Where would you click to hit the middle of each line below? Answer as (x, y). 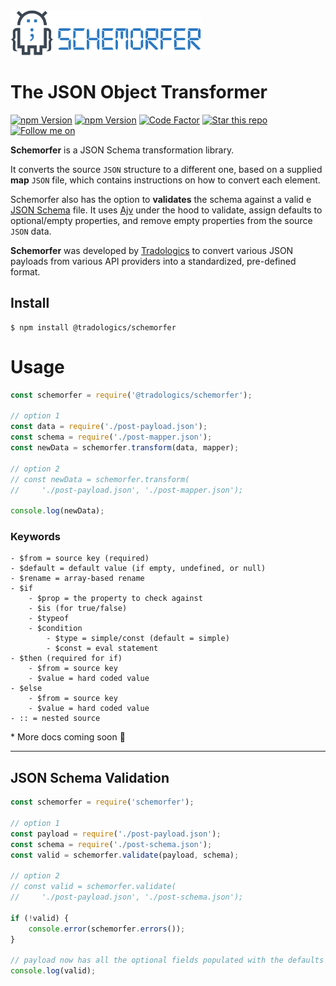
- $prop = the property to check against (115, 599)
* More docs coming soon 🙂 (68, 737)
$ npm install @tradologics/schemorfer (93, 327)
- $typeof (49, 619)
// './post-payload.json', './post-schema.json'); (127, 897)
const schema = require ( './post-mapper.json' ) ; (111, 437)
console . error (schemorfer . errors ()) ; (107, 929)
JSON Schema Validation (90, 777)
